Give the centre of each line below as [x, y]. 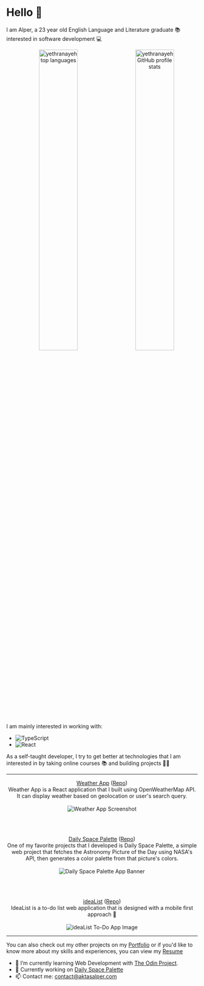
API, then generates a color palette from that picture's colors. [102, 858]
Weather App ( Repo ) [102, 783]
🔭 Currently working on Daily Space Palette [69, 969]
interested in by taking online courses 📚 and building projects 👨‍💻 [88, 763]
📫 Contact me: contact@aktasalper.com [66, 976]
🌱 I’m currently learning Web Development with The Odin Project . [97, 963]
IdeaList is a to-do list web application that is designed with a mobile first [102, 907]
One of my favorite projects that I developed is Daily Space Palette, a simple [102, 845]
